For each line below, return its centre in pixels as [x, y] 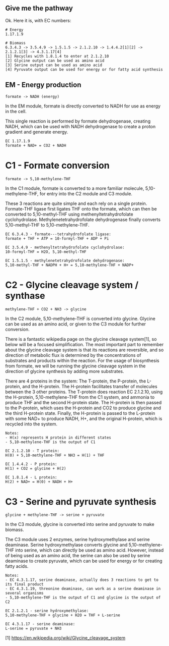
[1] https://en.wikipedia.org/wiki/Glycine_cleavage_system [65, 638]
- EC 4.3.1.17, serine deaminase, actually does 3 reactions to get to [82, 580]
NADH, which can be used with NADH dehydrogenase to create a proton [80, 126]
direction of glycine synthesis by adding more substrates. [65, 371]
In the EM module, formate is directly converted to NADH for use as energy [83, 106]
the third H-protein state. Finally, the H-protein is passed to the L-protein [80, 413]
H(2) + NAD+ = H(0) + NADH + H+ [39, 481]
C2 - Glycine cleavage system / [72, 285]
